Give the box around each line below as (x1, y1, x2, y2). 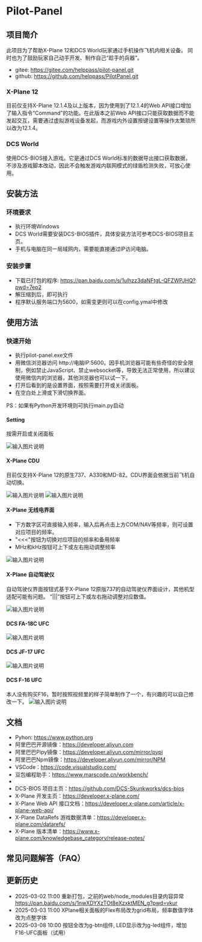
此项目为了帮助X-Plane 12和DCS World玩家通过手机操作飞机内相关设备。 (6, 47, 186, 53)
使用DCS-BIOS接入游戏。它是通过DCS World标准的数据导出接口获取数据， (6, 154, 191, 162)
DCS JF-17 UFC (6, 648, 45, 655)
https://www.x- (62, 827, 100, 834)
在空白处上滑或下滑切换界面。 (14, 389, 89, 397)
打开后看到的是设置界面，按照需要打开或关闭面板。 (14, 381, 142, 389)
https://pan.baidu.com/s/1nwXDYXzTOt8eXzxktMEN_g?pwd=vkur (14, 899, 178, 907)
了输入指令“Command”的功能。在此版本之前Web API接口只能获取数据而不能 (6, 109, 195, 117)
